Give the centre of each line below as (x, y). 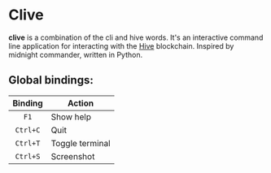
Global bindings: (51, 80)
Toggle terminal (81, 143)
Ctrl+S (28, 156)
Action (81, 103)
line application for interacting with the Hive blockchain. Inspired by (121, 45)
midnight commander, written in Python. (76, 54)
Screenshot (73, 156)
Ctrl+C (28, 130)
